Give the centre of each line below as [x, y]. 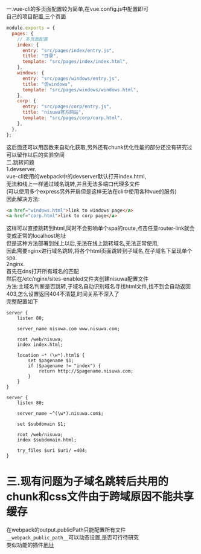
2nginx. [16, 264]
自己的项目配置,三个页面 [36, 16]
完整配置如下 [22, 302]
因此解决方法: [23, 199]
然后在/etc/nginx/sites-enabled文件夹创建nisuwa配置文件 [78, 279]
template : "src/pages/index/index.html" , [75, 62]
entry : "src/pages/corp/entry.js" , [67, 107]
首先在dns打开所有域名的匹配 [43, 272]
